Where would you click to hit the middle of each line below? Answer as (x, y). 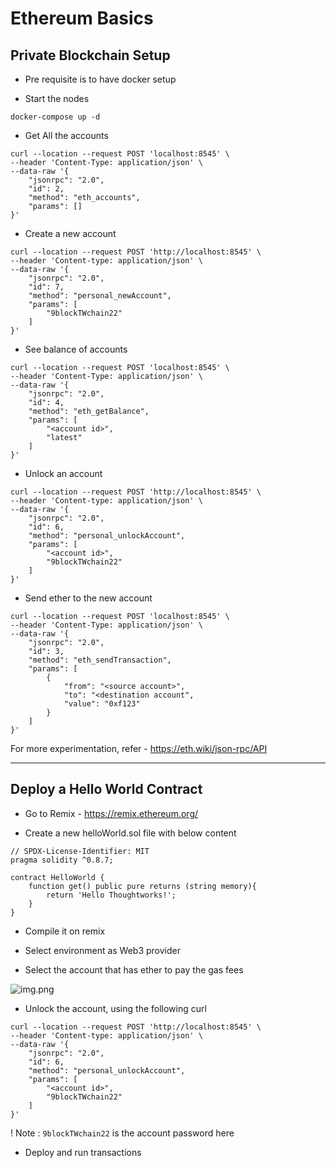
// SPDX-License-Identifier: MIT (80, 851)
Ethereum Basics (82, 18)
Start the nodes (57, 98)
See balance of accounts (76, 349)
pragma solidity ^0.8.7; (62, 860)
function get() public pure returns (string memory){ (142, 886)
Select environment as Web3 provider (103, 950)
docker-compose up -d (55, 117)
